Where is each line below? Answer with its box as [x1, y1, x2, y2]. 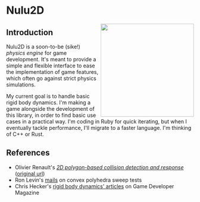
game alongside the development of [6, 105, 95, 112]
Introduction [6, 27, 54, 38]
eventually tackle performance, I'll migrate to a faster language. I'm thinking [6, 125, 192, 131]
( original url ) [14, 170, 45, 177]
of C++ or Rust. [6, 130, 45, 138]
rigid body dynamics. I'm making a [6, 99, 91, 106]
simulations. [6, 81, 36, 88]
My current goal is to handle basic [6, 93, 90, 100]
